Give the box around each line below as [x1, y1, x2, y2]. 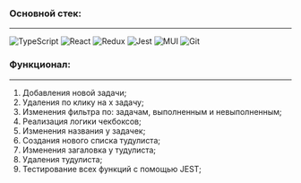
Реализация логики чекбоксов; [21, 116, 142, 126]
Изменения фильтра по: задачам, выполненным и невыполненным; [21, 106, 282, 117]
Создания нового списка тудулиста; [21, 135, 161, 145]
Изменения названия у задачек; [21, 125, 146, 136]
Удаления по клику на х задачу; [21, 97, 145, 108]
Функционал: [9, 58, 72, 71]
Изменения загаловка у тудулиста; [21, 144, 157, 155]
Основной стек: [9, 7, 82, 20]
